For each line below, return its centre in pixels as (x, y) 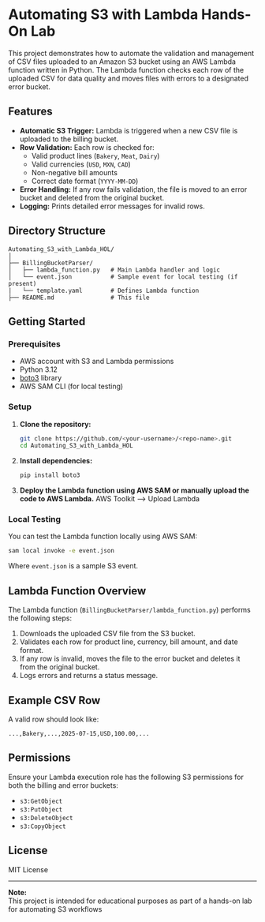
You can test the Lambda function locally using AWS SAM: (103, 536)
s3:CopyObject (43, 826)
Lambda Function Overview (77, 591)
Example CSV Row (54, 700)
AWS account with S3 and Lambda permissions (97, 362)
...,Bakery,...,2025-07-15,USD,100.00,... (79, 733)
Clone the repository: (55, 424)
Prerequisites (34, 343)
